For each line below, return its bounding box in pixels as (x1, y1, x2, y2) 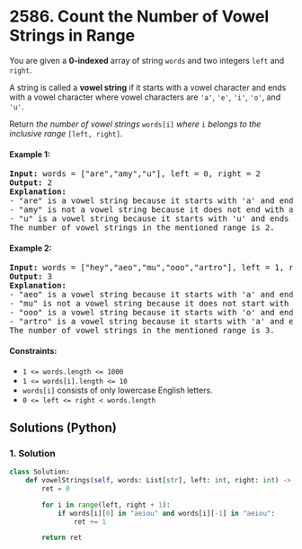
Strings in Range (9, 25, 136, 46)
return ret (41, 533, 83, 543)
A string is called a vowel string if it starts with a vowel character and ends (9, 82, 287, 93)
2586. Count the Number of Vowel (9, 6, 270, 27)
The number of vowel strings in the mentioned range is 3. (9, 325, 276, 336)
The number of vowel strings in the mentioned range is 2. (9, 223, 276, 233)
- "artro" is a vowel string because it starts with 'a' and (9, 316, 285, 327)
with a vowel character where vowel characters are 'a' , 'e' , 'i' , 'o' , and (9, 92, 281, 102)
